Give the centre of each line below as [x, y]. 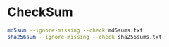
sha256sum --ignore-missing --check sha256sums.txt [84, 37]
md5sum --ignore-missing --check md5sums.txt [75, 30]
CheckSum [40, 12]
